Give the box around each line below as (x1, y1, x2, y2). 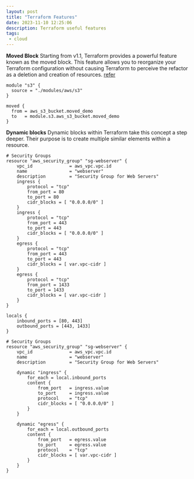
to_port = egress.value (37, 442, 107, 448)
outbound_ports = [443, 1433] (16, 323, 91, 329)
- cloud (8, 36, 28, 42)
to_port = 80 (27, 194, 59, 200)
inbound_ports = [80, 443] (16, 318, 83, 324)
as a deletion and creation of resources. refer (6, 71, 116, 78)
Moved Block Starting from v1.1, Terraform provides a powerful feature (6, 53, 178, 59)
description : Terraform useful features (6, 25, 107, 31)
